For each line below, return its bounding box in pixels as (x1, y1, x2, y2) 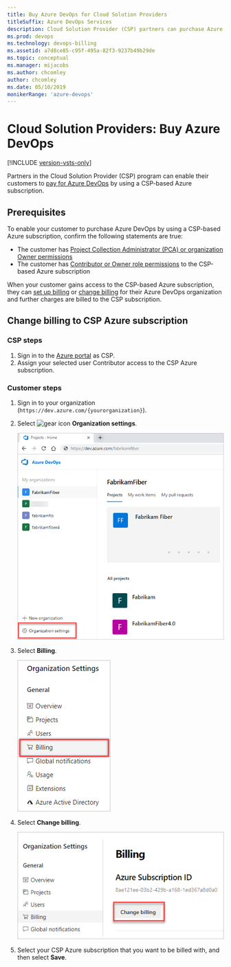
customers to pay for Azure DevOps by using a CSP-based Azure (7, 179, 192, 188)
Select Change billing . (16, 818, 81, 826)
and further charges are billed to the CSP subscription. (7, 296, 162, 303)
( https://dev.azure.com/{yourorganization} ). (16, 405, 147, 414)
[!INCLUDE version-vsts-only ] (7, 159, 92, 167)
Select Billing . (16, 646, 57, 654)
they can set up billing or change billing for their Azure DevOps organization (7, 288, 222, 296)
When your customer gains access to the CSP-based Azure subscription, (7, 280, 214, 289)
